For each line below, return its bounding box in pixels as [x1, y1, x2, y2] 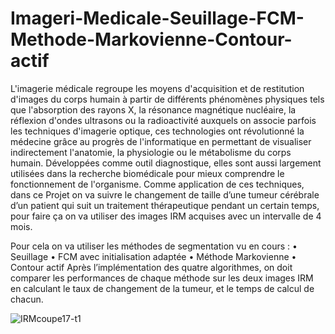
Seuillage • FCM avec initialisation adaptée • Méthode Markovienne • [10, 250, 297, 262]
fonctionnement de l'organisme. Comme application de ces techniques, [10, 178, 305, 190]
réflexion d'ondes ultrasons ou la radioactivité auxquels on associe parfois [10, 114, 317, 126]
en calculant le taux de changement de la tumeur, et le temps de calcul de [10, 282, 315, 294]
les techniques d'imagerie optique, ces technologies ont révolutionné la [10, 125, 305, 137]
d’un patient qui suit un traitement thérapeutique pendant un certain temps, [10, 199, 320, 211]
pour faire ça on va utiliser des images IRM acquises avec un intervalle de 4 [10, 210, 322, 222]
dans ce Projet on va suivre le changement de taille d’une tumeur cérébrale [10, 188, 320, 201]
